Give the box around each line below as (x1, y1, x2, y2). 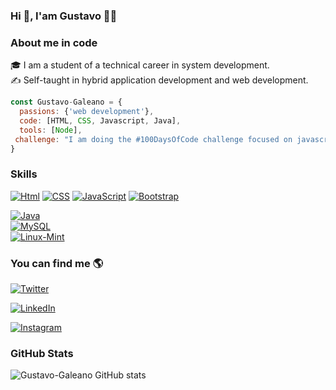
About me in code (10, 35, 98, 49)
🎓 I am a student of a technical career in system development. (10, 59, 270, 71)
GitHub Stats (10, 346, 74, 360)
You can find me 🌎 (10, 256, 104, 270)
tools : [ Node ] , (19, 125, 83, 135)
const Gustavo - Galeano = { (10, 97, 123, 108)
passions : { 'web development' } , (19, 107, 155, 117)
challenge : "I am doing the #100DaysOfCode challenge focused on (14, 134, 293, 144)
